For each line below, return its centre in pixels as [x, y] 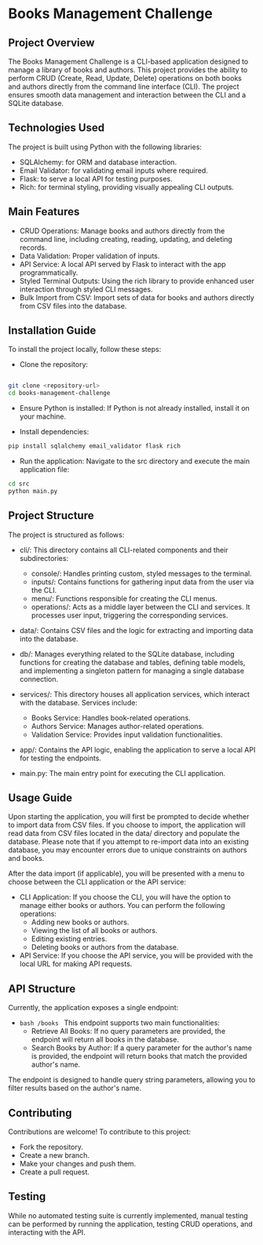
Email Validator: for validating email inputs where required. [113, 170]
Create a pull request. [55, 1172]
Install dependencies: [54, 432]
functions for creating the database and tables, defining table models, [132, 662]
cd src [19, 484]
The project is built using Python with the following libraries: [105, 147]
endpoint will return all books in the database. [105, 1040]
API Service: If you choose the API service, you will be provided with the [136, 956]
